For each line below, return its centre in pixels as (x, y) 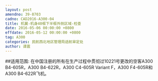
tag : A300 (15, 38)
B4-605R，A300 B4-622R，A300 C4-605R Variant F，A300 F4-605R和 (79, 67)
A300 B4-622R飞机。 (27, 73)
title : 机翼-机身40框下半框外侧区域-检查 (43, 23)
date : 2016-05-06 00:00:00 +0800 (40, 28)
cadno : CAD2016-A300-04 (30, 19)
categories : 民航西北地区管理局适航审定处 (44, 42)
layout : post (19, 10)
